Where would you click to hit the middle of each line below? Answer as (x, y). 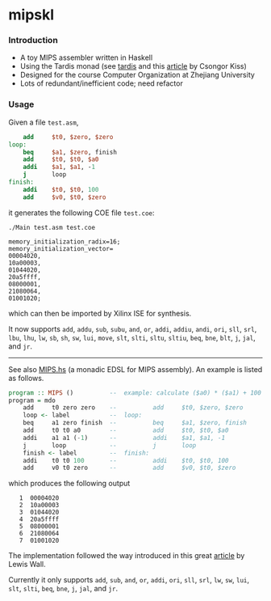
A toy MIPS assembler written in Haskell (86, 57)
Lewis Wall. (27, 565)
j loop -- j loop (110, 445)
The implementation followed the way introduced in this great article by (127, 556)
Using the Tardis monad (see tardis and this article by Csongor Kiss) (133, 66)
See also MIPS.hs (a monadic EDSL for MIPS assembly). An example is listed (135, 369)
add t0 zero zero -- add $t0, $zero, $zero (133, 408)
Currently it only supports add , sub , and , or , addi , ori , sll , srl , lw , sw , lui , (129, 580)
